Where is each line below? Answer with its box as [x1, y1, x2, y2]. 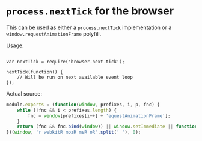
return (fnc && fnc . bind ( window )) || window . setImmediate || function [17, 124, 198, 130]
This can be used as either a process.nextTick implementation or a [6, 24, 172, 31]
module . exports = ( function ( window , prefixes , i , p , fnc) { [6, 102, 161, 108]
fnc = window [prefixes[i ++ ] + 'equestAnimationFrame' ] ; [28, 112, 171, 119]
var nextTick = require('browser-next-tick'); [6, 59, 125, 65]
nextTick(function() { [6, 69, 63, 75]
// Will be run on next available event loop [17, 74, 133, 80]
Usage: [6, 42, 24, 49]
